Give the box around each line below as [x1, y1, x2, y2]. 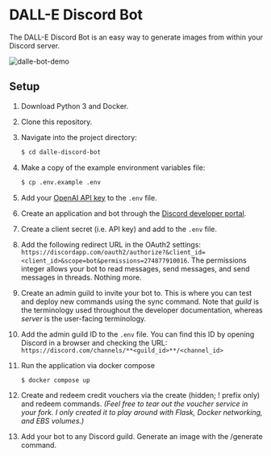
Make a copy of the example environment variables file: [20, 163, 206, 172]
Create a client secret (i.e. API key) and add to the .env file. [20, 224, 217, 234]
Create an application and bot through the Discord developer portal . [20, 208, 247, 218]
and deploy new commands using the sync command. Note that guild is [20, 296, 260, 306]
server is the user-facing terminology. [20, 313, 147, 323]
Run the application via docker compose [20, 360, 156, 370]
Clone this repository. [20, 117, 93, 126]
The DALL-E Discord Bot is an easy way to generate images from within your [9, 32, 263, 42]
